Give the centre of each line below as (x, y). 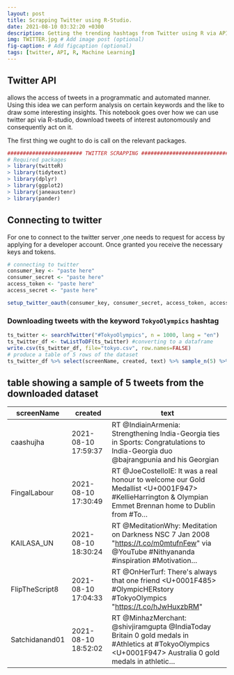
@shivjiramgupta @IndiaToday (161, 627)
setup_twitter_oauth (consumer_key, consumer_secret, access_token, (107, 303)
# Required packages (37, 160)
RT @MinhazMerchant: (149, 618)
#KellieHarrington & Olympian (160, 497)
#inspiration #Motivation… (155, 561)
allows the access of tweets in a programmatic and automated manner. (109, 97)
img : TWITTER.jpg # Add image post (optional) (76, 40)
